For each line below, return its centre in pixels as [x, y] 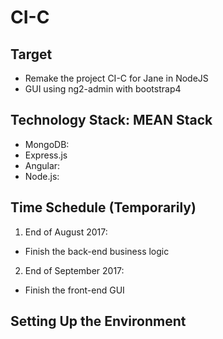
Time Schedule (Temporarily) [103, 207]
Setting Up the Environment [98, 321]
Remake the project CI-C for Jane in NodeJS [116, 78]
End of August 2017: [66, 232]
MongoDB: [47, 144]
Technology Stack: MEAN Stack [111, 120]
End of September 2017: [74, 270]
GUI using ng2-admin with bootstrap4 [103, 89]
